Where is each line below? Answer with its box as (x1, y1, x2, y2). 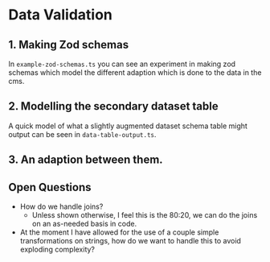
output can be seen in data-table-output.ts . (8, 129, 157, 139)
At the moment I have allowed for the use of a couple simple (19, 227, 219, 237)
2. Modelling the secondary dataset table (8, 99, 219, 114)
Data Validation (8, 6, 112, 24)
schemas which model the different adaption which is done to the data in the (8, 68, 262, 77)
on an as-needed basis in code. (31, 219, 137, 229)
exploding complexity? (19, 244, 95, 255)
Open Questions (8, 180, 92, 194)
